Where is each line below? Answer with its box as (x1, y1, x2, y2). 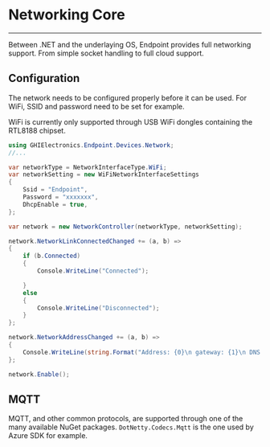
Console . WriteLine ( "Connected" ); (37, 267, 149, 275)
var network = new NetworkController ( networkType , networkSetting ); (8, 223, 243, 231)
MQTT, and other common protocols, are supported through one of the (8, 414, 243, 424)
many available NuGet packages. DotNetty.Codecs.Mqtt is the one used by (8, 422, 255, 432)
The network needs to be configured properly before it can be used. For (8, 92, 247, 102)
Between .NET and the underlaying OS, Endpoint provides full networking (8, 39, 252, 49)
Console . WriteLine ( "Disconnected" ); (37, 304, 160, 312)
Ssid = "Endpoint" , (22, 186, 88, 194)
